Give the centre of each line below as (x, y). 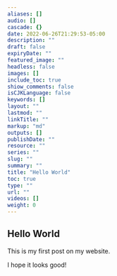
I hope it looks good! (37, 265)
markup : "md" (26, 126)
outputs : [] (25, 133)
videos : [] (23, 199)
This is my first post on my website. (59, 251)
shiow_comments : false (41, 87)
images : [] (23, 73)
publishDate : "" (31, 139)
